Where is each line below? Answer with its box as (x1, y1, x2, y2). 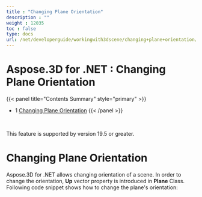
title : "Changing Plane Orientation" (6, 8, 103, 15)
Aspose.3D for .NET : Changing (6, 62, 167, 76)
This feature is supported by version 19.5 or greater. (6, 130, 135, 137)
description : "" (6, 14, 50, 20)
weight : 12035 (6, 20, 44, 26)
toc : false (6, 25, 36, 32)
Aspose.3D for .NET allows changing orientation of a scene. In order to (6, 171, 182, 178)
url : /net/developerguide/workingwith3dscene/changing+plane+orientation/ (6, 37, 198, 43)
